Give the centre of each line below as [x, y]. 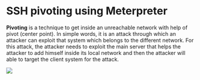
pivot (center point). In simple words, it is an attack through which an [91, 33]
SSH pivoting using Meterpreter [87, 11]
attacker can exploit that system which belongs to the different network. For [100, 40]
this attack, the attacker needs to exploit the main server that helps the [94, 47]
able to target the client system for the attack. [62, 59]
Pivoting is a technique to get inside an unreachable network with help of [97, 27]
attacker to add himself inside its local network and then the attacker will [96, 53]
